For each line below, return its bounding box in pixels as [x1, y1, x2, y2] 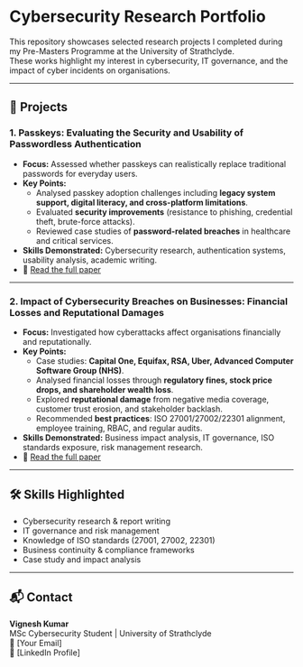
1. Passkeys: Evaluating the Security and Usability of [9, 126, 244, 139]
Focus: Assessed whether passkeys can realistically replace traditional [22, 158, 287, 169]
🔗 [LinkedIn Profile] [9, 647, 81, 658]
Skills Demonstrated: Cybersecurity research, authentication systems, [22, 245, 286, 255]
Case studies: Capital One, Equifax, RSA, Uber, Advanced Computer [35, 355, 294, 366]
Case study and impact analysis [22, 553, 142, 565]
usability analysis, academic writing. [22, 255, 158, 265]
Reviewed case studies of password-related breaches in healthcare [35, 226, 291, 236]
